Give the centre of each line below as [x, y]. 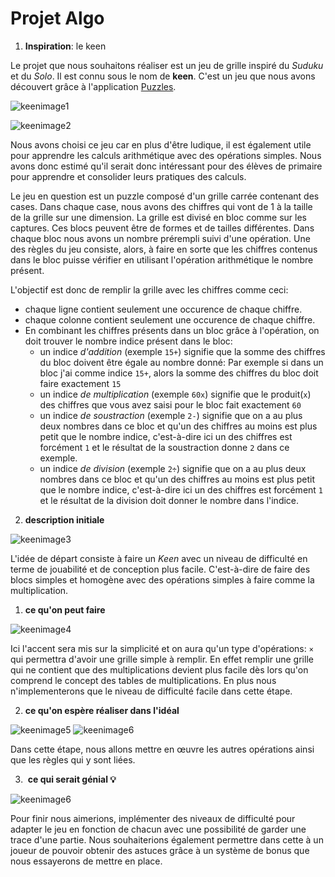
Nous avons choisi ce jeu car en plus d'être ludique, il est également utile [161, 144]
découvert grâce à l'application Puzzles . [93, 86]
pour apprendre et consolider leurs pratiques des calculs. [128, 176]
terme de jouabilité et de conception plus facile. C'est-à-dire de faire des [160, 569]
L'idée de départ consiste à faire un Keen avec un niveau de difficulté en [159, 558]
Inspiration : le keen [65, 46]
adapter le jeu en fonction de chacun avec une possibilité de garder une [158, 829]
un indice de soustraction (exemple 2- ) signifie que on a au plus [171, 415]
